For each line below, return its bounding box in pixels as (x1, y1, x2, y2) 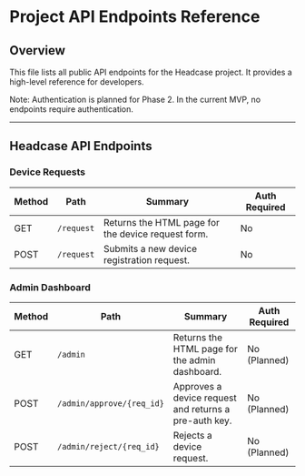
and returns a (172, 402, 231, 415)
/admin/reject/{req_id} (57, 441, 161, 451)
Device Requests (9, 166, 86, 178)
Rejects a (172, 429, 212, 441)
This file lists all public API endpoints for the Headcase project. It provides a (9, 66, 292, 77)
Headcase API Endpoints (9, 138, 152, 154)
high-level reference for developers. (9, 76, 144, 87)
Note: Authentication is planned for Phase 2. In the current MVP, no (9, 94, 261, 105)
